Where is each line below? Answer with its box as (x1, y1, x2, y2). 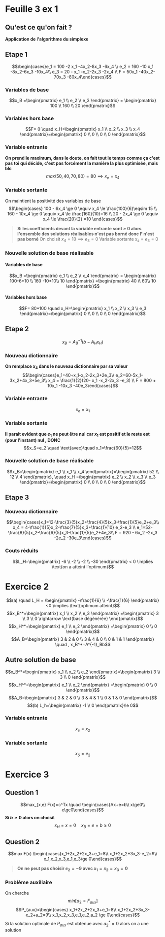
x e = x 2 (75, 726, 90, 733)
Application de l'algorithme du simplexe (5, 36, 89, 42)
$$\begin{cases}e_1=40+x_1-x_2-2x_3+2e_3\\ (22, 372, 115, 378)
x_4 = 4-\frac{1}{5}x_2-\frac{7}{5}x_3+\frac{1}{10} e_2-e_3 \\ (13, 524, 136, 530)
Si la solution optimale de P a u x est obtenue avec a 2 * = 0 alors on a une (5, 920, 149, 928)
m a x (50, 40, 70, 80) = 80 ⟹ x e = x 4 (46, 173, 120, 180)
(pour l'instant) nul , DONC (5, 437, 61, 443)
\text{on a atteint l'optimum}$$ (51, 563, 114, 570)
